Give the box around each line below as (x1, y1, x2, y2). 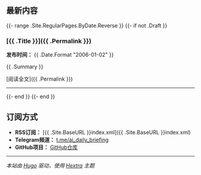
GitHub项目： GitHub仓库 (14, 143, 78, 151)
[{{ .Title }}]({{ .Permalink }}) (6, 36, 92, 45)
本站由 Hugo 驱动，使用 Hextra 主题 (6, 162, 95, 169)
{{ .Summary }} (6, 63, 44, 70)
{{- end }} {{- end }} (6, 93, 56, 100)
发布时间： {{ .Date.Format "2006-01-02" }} (6, 51, 114, 59)
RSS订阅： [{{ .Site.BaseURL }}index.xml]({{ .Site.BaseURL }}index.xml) (14, 128, 191, 136)
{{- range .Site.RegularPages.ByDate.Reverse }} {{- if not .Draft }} (6, 22, 167, 29)
